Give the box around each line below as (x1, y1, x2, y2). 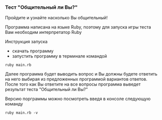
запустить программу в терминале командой (12, 53, 107, 59)
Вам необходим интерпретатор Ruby (5, 30, 82, 35)
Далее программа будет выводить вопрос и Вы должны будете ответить (5, 71, 158, 77)
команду (5, 101, 23, 107)
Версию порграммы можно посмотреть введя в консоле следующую (5, 96, 151, 102)
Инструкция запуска (5, 39, 48, 45)
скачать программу (12, 48, 54, 54)
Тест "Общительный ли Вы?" (5, 4, 78, 11)
